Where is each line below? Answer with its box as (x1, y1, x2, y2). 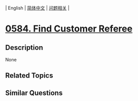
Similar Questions (5, 88, 63, 97)
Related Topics (5, 71, 53, 80)
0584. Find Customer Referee (5, 23, 133, 35)
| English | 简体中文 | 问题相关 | (5, 5, 70, 11)
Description (5, 43, 43, 52)
